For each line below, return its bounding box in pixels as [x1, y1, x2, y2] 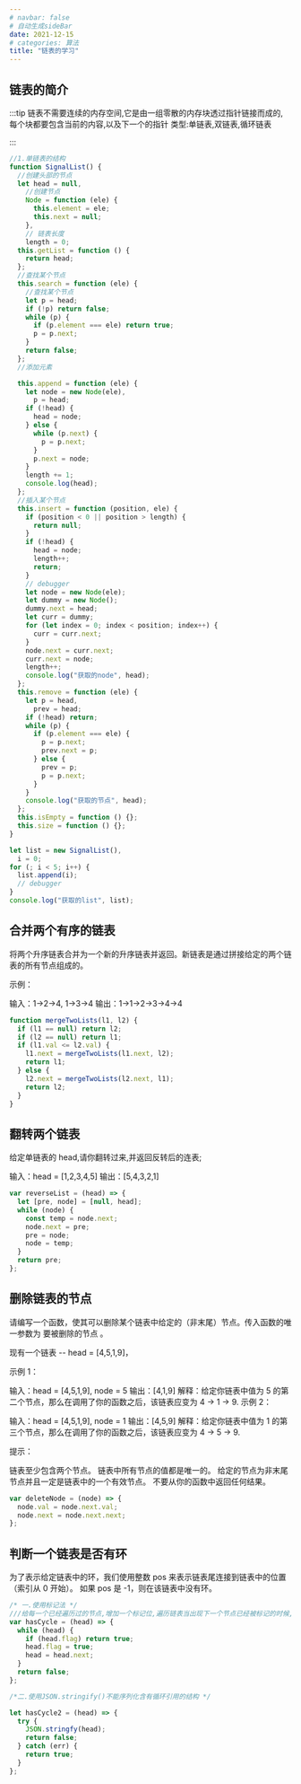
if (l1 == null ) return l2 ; [17, 1024, 123, 1033]
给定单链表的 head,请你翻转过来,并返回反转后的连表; [9, 1152, 202, 1163]
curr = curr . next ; [32, 629, 102, 638]
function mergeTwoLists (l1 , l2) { [9, 1015, 139, 1024]
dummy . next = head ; [25, 604, 99, 613]
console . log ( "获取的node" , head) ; [25, 671, 150, 681]
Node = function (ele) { [25, 196, 118, 205]
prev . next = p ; [41, 746, 99, 755]
